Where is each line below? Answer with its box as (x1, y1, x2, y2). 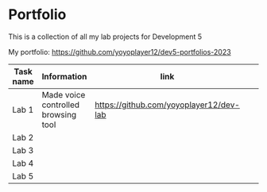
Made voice (41, 89, 86, 100)
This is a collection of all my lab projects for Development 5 (8, 32, 203, 41)
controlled (41, 99, 80, 110)
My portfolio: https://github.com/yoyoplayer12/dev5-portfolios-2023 (8, 47, 232, 56)
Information (41, 71, 87, 82)
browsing (41, 109, 77, 120)
